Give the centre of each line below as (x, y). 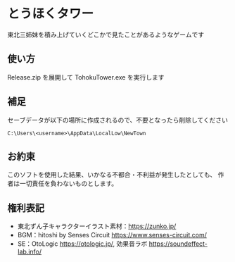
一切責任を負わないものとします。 (69, 184)
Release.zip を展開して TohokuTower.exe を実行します (86, 77)
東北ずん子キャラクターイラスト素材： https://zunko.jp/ (97, 226)
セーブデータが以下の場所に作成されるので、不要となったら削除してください (118, 120)
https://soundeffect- (178, 244)
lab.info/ (30, 252)
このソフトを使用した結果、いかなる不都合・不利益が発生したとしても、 (112, 175)
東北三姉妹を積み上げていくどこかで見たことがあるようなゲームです (106, 35)
